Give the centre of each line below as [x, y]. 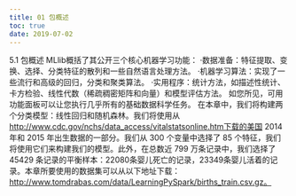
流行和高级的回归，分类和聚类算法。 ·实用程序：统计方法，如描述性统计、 [151, 82]
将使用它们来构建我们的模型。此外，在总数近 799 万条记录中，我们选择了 [143, 149]
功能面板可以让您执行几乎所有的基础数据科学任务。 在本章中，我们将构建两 [146, 105]
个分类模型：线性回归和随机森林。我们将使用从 [94, 115]
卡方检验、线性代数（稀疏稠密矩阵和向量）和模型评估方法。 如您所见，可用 [146, 93]
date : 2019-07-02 [41, 34]
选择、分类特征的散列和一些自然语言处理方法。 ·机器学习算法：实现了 [151, 71]
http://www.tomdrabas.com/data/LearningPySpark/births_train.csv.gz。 [140, 182]
